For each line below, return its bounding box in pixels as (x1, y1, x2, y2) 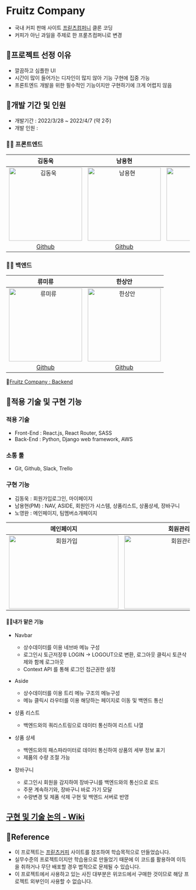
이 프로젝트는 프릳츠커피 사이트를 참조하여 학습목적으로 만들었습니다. (14, 848, 171, 855)
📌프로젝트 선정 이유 (6, 50, 72, 60)
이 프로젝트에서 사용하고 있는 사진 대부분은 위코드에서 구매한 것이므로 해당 (14, 870, 183, 877)
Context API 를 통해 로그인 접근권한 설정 (23, 665, 116, 672)
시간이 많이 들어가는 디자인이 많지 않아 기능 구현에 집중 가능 (14, 74, 150, 81)
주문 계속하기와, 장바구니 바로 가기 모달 (23, 786, 113, 793)
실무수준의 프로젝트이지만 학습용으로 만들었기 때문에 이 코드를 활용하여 (14, 855, 176, 862)
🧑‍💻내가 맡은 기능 (6, 618, 44, 626)
